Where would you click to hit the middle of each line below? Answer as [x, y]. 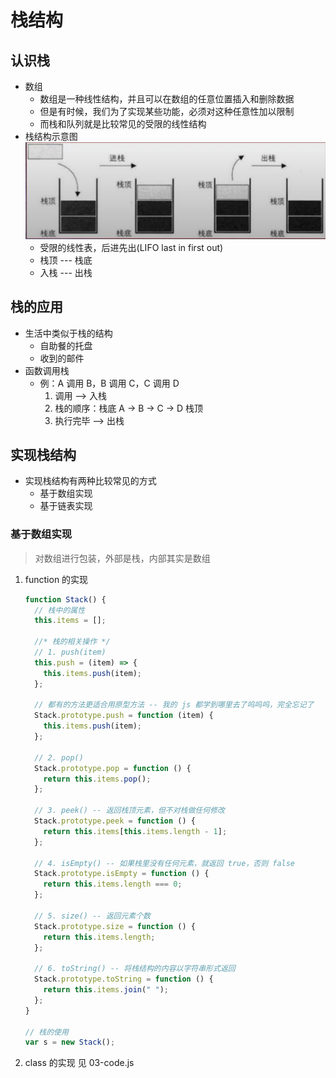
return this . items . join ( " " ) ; [106, 990]
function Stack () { [65, 599]
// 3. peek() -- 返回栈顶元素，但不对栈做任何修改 [129, 811]
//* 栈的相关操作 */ [72, 642]
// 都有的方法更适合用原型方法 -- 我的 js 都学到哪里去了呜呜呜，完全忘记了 [174, 705]
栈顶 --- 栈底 [66, 260]
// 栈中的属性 [60, 610]
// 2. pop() [59, 757]
